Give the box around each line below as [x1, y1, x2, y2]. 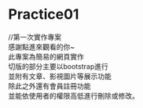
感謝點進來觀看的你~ [8, 41, 75, 52]
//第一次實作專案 [8, 32, 62, 41]
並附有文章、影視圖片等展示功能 [8, 71, 112, 81]
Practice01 [8, 5, 79, 23]
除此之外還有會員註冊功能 [8, 81, 91, 91]
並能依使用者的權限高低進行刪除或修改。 [8, 91, 139, 100]
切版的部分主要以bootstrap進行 [8, 61, 108, 71]
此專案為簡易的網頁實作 [8, 52, 84, 61]
